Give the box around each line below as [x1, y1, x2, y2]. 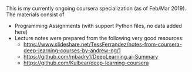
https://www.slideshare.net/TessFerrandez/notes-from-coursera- [23, 41, 182, 48]
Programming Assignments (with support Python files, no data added [14, 23, 182, 29]
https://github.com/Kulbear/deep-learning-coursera [23, 59, 149, 66]
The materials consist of [6, 11, 65, 18]
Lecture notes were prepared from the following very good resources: [14, 35, 184, 41]
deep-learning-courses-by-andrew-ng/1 [23, 47, 122, 54]
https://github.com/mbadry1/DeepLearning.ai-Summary [23, 53, 159, 60]
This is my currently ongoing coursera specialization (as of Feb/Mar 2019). [6, 5, 187, 12]
